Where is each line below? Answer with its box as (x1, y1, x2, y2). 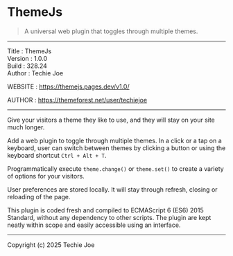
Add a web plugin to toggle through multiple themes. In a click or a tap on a (7, 136, 222, 145)
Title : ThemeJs (7, 46, 52, 55)
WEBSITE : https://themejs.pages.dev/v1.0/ (7, 82, 130, 91)
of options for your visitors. (7, 172, 85, 180)
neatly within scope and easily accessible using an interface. (7, 221, 181, 229)
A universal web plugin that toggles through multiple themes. (24, 27, 198, 35)
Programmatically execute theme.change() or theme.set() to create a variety (7, 164, 224, 173)
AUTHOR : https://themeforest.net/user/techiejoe (7, 95, 148, 104)
